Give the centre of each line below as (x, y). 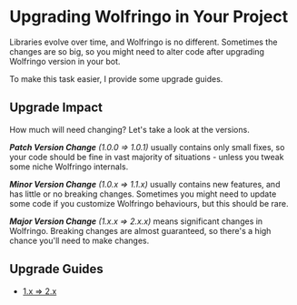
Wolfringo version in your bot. (65, 61)
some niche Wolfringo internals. (69, 167)
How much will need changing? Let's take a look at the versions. (129, 129)
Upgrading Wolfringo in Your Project (149, 17)
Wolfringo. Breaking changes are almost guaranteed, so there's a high (140, 230)
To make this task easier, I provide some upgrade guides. (116, 78)
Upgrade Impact (56, 108)
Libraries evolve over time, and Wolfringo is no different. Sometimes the (144, 42)
